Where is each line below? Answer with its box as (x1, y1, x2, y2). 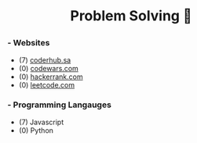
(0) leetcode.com (18, 80, 75, 89)
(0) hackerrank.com (18, 72, 83, 81)
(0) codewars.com (18, 63, 79, 73)
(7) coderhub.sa (18, 55, 71, 65)
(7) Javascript (18, 117, 64, 127)
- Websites (7, 38, 50, 48)
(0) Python (18, 125, 54, 135)
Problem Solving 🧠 (69, 7, 193, 25)
